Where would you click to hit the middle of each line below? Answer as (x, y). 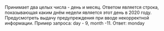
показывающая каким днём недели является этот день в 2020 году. (78, 12)
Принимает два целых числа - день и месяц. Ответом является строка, (82, 7)
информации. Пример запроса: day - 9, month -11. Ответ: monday (75, 23)
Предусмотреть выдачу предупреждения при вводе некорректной (77, 18)
